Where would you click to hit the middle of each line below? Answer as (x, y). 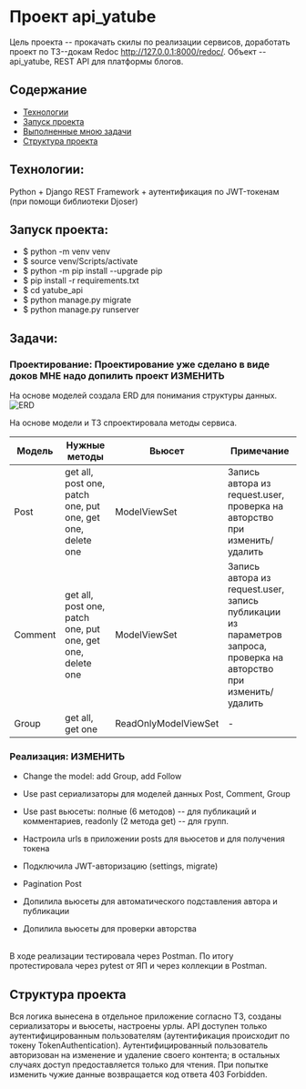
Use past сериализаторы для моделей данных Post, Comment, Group (157, 794)
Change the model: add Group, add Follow (102, 777)
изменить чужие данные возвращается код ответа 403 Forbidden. (138, 1074)
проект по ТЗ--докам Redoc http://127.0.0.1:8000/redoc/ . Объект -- (138, 51)
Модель (35, 451)
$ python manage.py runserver (81, 310)
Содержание (49, 90)
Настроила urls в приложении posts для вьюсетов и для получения (153, 839)
